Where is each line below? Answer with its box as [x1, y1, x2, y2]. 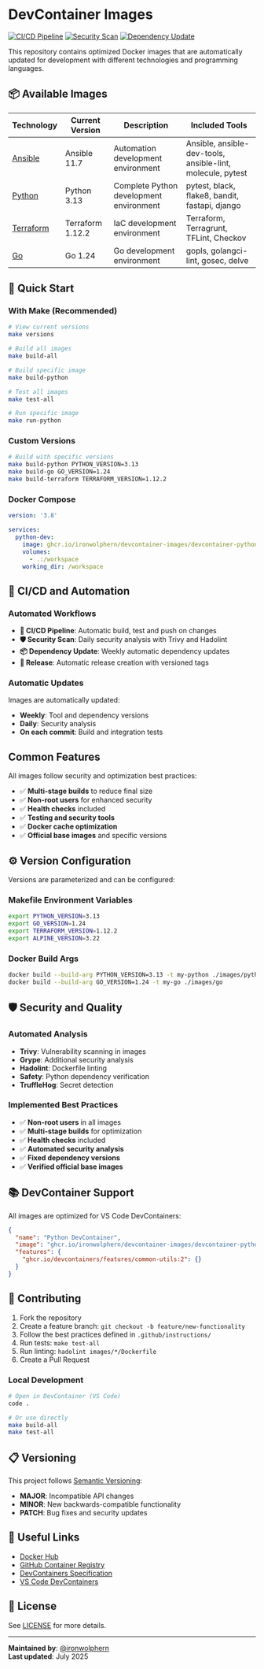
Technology [12, 120, 57, 131]
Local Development [8, 1374, 84, 1385]
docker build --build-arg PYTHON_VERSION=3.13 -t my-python [8, 971, 210, 979]
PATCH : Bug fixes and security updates [19, 1508, 148, 1518]
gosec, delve [201, 254, 249, 265]
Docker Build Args [8, 953, 79, 964]
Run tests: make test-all [19, 1337, 101, 1348]
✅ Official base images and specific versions [19, 831, 167, 840]
